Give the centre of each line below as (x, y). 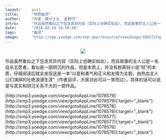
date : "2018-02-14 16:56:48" (42, 28)
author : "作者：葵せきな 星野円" (41, 19)
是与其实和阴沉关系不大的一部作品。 (42, 86)
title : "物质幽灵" (28, 14)
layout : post (23, 10)
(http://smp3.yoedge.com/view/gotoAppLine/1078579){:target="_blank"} (79, 101)
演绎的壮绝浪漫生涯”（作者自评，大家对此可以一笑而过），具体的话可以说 (87, 79)
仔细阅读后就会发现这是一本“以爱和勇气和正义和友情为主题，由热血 (82, 73)
